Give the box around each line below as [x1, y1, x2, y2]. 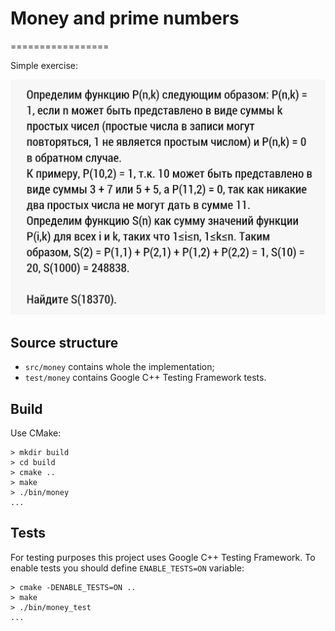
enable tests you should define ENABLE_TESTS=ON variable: [10, 562, 245, 574]
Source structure [10, 334, 119, 351]
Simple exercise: [10, 59, 79, 71]
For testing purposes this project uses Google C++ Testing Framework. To [10, 551, 316, 563]
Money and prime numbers [10, 7, 240, 30]
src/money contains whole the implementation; [24, 361, 215, 373]
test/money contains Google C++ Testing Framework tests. [24, 372, 267, 384]
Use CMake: [10, 427, 62, 439]
